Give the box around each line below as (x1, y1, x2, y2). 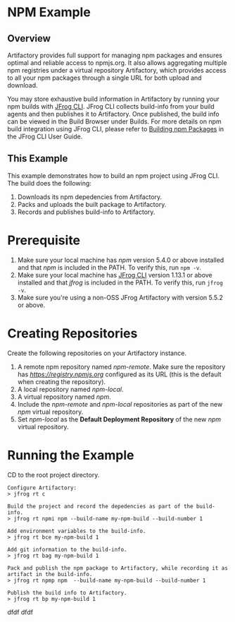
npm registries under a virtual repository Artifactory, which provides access (7, 66, 227, 74)
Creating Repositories (7, 325, 138, 341)
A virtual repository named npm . (17, 393, 111, 401)
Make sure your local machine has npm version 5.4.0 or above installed (17, 256, 224, 264)
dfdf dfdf (7, 608, 34, 616)
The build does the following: (7, 179, 91, 187)
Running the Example (7, 447, 135, 463)
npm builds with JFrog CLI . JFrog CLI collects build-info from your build (7, 102, 215, 110)
